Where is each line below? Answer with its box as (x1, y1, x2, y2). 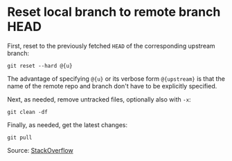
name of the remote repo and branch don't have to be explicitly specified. (7, 82, 217, 90)
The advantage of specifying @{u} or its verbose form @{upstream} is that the (7, 74, 225, 83)
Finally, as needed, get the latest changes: (7, 120, 128, 129)
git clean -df (7, 108, 48, 115)
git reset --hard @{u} (7, 62, 73, 69)
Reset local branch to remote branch (7, 4, 221, 20)
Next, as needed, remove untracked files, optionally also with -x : (7, 95, 192, 104)
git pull (7, 134, 33, 141)
